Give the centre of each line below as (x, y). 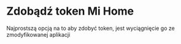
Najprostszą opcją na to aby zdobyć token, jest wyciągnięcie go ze (90, 28)
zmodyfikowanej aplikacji (38, 34)
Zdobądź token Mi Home (70, 11)
